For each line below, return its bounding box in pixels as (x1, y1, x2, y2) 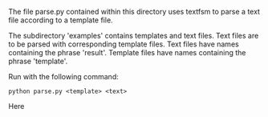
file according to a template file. (8, 15, 114, 25)
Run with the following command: (8, 72, 119, 81)
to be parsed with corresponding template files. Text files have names (8, 39, 239, 49)
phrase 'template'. (8, 56, 68, 66)
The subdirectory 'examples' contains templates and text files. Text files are (8, 31, 259, 40)
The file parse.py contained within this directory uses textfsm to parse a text (8, 7, 261, 16)
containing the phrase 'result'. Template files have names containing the (8, 48, 246, 57)
